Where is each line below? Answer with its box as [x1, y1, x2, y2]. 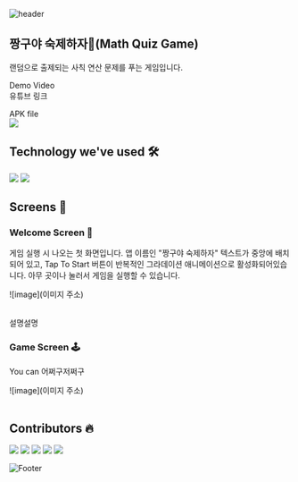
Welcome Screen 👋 [9, 226, 94, 239]
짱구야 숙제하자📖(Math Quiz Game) [9, 37, 199, 52]
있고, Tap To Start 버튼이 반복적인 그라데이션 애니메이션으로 [25, 259, 236, 270]
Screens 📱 [9, 199, 67, 215]
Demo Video [9, 80, 55, 90]
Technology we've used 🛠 [9, 144, 160, 160]
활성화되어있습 [236, 259, 288, 270]
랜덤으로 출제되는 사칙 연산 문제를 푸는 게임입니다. [9, 62, 184, 72]
